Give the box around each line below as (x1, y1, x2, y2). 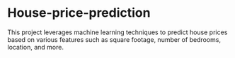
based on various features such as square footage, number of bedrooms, (7, 35, 222, 43)
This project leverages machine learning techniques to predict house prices (7, 28, 228, 36)
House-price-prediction (7, 5, 151, 21)
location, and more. (7, 43, 64, 51)
